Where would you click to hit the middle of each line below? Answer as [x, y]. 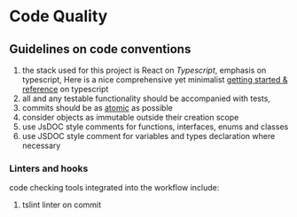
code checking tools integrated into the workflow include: [114, 188]
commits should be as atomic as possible [97, 108]
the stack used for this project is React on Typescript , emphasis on [144, 70]
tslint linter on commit [62, 205]
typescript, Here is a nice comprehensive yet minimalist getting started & [155, 80]
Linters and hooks [49, 168]
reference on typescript [65, 89]
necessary [41, 145]
